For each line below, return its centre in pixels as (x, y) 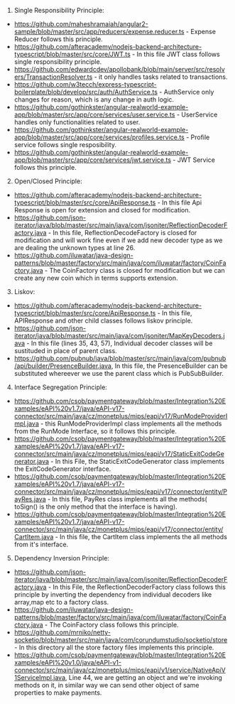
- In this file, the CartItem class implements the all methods (141, 537)
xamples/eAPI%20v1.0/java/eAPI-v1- (68, 662)
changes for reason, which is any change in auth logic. (94, 99)
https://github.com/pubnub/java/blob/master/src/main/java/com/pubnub (120, 358)
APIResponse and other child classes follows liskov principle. (103, 320)
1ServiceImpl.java (40, 677)
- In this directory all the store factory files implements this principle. (114, 647)
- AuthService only (187, 92)
